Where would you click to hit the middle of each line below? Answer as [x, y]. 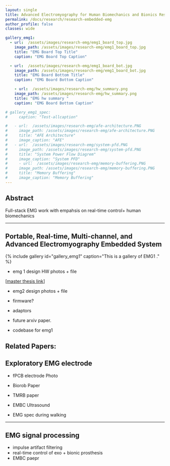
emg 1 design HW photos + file [45, 271]
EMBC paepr [26, 458]
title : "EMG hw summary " [42, 98]
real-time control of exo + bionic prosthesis [57, 453]
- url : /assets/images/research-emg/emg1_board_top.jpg [71, 43]
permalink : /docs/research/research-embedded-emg [59, 19]
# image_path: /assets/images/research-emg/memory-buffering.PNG [80, 168]
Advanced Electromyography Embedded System [83, 244]
